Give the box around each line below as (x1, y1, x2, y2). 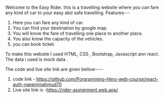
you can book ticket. (12, 41, 56, 47)
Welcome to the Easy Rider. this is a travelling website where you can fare (5, 5, 159, 10)
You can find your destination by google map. (12, 25, 108, 31)
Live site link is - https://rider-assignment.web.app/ (12, 87, 118, 93)
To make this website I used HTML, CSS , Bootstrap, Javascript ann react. (5, 51, 159, 57)
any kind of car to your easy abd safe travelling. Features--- (5, 10, 130, 16)
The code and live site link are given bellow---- (5, 66, 104, 72)
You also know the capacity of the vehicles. (12, 36, 104, 42)
